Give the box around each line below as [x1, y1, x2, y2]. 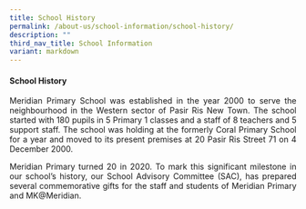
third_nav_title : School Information [9, 38, 153, 48]
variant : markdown [9, 47, 79, 56]
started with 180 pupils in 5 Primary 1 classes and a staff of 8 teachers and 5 [9, 114, 297, 125]
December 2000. [9, 144, 74, 154]
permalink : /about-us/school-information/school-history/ [9, 22, 234, 31]
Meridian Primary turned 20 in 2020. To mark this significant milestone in [9, 161, 297, 173]
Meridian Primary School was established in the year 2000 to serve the [9, 95, 297, 106]
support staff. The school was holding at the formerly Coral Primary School [9, 124, 297, 135]
